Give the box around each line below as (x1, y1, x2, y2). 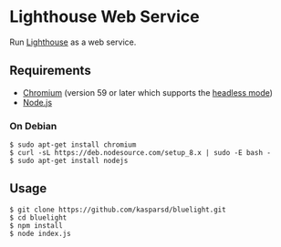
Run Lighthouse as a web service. (9, 36, 137, 47)
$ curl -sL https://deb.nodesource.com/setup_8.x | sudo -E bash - (9, 149, 272, 158)
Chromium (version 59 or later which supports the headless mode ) (22, 87, 274, 98)
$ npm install (9, 221, 64, 230)
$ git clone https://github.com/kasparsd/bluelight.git (9, 205, 226, 214)
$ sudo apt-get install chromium (9, 140, 137, 149)
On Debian (9, 119, 57, 132)
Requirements (9, 63, 91, 78)
